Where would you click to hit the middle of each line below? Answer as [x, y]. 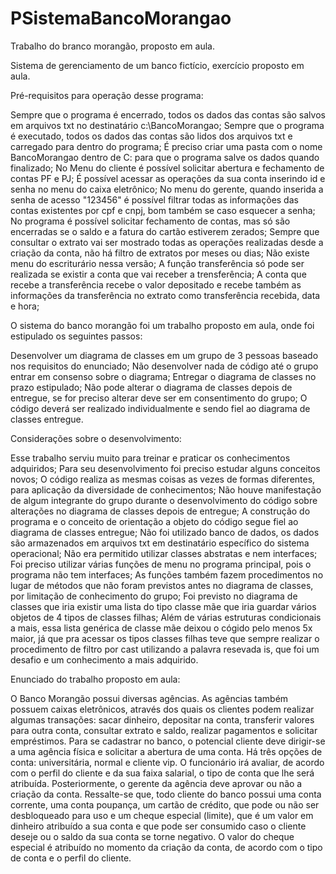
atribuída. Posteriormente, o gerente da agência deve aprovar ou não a [156, 783]
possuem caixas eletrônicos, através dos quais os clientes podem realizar [162, 709]
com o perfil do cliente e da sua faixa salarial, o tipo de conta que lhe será [162, 773]
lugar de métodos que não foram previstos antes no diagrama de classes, [162, 585]
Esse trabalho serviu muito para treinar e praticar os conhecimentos [150, 458]
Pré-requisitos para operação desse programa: [107, 95]
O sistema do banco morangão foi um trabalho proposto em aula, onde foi [162, 325]
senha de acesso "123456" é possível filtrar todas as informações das [154, 199]
